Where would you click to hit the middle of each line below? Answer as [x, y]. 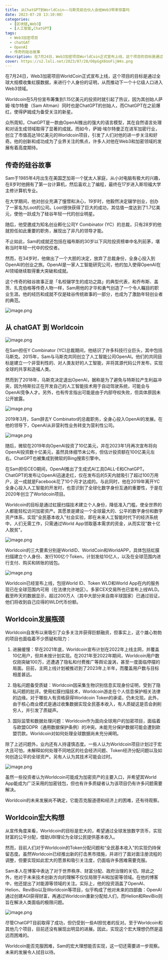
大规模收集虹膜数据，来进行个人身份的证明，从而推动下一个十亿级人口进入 [86, 82]
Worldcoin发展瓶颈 [35, 619]
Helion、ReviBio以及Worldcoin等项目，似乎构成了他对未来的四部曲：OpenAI [84, 890]
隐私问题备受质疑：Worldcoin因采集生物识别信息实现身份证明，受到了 [84, 685]
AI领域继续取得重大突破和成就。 [38, 271]
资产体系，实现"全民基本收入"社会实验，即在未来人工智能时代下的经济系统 [82, 517]
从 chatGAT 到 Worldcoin [44, 328]
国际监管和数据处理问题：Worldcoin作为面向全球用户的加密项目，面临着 [86, 721]
